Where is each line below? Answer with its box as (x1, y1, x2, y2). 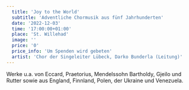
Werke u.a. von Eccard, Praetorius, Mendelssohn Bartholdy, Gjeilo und (6, 70, 182, 77)
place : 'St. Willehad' (12, 31, 69, 37)
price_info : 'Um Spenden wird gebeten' (12, 48, 113, 54)
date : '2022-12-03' (12, 20, 61, 26)
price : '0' (12, 43, 39, 49)
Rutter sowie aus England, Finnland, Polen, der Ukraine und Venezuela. (6, 77, 184, 84)
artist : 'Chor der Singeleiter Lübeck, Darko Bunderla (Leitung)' (12, 54, 183, 60)
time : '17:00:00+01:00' (12, 25, 71, 32)
